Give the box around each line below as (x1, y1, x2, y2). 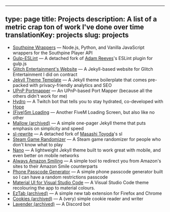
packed (12, 82, 29, 88)
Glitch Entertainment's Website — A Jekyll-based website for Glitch (12, 66, 153, 72)
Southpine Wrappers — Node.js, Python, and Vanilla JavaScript (12, 44, 145, 50)
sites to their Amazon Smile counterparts (12, 163, 98, 169)
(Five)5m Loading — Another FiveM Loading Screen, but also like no (12, 109, 155, 115)
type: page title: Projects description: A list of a (5, 15, 157, 23)
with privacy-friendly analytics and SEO (29, 82, 112, 88)
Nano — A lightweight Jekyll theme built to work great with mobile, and (12, 147, 161, 153)
